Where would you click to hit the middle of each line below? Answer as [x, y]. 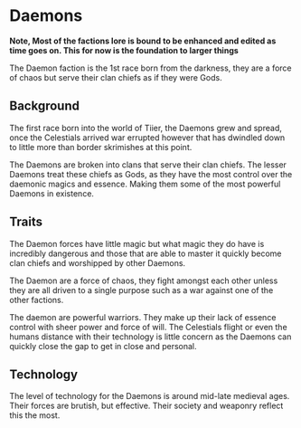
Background [44, 106]
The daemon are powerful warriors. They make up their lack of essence [143, 317]
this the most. [35, 415]
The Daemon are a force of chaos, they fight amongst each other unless [144, 281]
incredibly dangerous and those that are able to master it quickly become [146, 253]
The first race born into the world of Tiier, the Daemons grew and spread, [146, 128]
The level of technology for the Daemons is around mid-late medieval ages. [150, 396]
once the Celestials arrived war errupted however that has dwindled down [147, 138]
